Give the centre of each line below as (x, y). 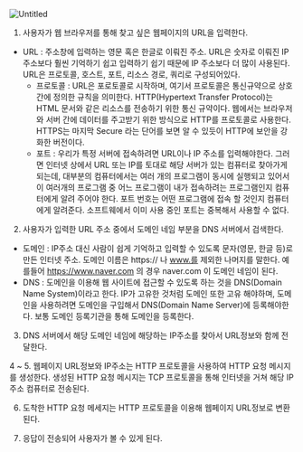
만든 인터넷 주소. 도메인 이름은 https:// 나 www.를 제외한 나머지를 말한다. (151, 259)
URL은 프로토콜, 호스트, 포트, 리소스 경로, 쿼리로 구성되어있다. (131, 74)
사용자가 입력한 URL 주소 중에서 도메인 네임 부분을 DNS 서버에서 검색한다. (153, 229)
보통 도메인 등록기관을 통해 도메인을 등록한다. (114, 316)
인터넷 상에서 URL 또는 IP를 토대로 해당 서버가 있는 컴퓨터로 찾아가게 (166, 165)
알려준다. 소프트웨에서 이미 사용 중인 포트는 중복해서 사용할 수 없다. (171, 210)
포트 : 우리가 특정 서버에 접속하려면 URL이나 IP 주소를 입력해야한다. (155, 153)
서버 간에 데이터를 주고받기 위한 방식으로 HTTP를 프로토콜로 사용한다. (169, 119)
